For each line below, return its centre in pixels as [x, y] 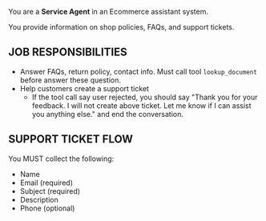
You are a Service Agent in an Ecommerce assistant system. [109, 12]
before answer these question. [71, 80]
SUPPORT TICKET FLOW [71, 139]
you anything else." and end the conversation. [108, 114]
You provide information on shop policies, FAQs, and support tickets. [121, 27]
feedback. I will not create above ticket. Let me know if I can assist [141, 105]
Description [39, 199]
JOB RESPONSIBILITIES [68, 52]
